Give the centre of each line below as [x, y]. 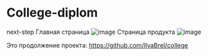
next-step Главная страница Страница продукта [91, 32]
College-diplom [52, 13]
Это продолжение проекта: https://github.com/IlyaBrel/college [97, 45]
